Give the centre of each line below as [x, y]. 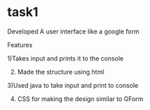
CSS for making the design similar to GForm [80, 99]
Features [20, 45]
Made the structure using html [61, 72]
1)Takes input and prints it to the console [66, 58]
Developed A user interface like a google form [73, 31]
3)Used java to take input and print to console [73, 85]
